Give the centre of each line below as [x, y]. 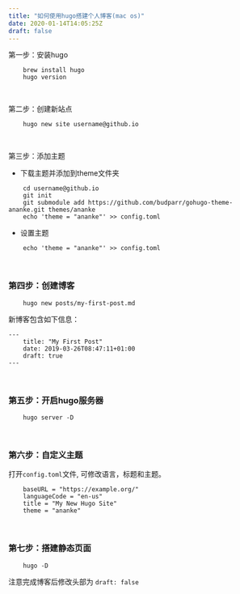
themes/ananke [72, 210]
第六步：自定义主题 [46, 455]
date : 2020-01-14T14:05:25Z [56, 23]
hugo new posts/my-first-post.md [79, 303]
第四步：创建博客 [42, 286]
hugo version [45, 78]
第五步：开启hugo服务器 [56, 400]
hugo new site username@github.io [81, 125]
